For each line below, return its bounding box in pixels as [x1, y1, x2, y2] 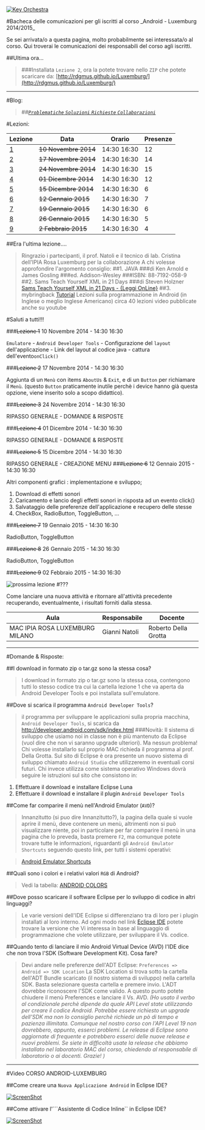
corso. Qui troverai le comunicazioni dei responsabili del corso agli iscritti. [6, 43, 192, 49]
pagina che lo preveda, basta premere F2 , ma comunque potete [21, 833, 181, 840]
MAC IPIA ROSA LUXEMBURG [9, 624, 95, 632]
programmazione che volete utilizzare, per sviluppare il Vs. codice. [21, 931, 189, 938]
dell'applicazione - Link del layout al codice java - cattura [6, 346, 151, 353]
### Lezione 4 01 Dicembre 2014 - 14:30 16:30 [6, 425, 123, 432]
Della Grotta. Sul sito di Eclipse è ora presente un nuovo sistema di [21, 752, 189, 759]
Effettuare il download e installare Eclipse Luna [15, 784, 133, 790]
